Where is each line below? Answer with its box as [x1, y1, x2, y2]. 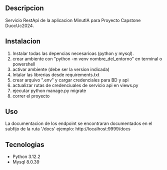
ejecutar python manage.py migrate [12, 87, 86, 93]
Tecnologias [5, 140, 44, 149]
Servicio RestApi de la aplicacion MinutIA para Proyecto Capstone [5, 17, 141, 23]
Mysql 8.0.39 [12, 159, 40, 165]
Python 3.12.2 [12, 153, 41, 159]
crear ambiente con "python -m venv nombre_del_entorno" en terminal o [12, 55, 162, 61]
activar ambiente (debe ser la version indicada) [12, 66, 110, 72]
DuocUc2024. [5, 22, 34, 28]
